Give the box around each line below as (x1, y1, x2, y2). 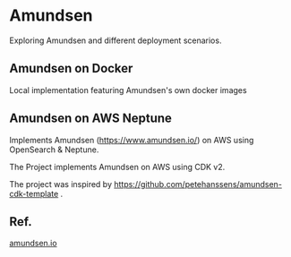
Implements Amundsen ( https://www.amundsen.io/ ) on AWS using (9, 134, 254, 145)
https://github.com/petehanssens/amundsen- (113, 178, 282, 189)
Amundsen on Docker (9, 61, 133, 76)
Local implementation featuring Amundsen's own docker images (9, 84, 248, 95)
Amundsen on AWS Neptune (9, 111, 173, 126)
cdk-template (9, 188, 59, 199)
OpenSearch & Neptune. (9, 144, 99, 155)
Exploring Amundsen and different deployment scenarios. (9, 35, 222, 46)
